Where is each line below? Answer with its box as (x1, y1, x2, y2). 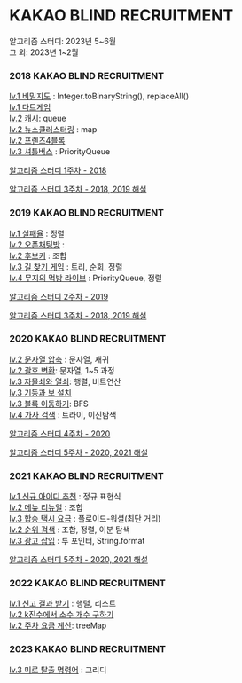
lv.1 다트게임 (9, 102, 51, 113)
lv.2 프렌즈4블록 (9, 135, 66, 146)
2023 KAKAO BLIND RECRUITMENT (9, 643, 167, 656)
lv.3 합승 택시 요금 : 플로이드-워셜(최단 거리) (9, 514, 161, 524)
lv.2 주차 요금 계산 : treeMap (9, 620, 107, 631)
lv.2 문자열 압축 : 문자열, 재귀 (9, 354, 109, 365)
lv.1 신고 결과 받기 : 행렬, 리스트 (9, 598, 117, 608)
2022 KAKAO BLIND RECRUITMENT (9, 577, 166, 590)
